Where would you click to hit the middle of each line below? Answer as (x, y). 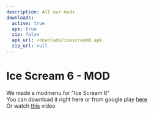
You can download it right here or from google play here (77, 99)
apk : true (24, 29)
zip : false (26, 35)
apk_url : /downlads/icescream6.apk (57, 40)
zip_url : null (30, 46)
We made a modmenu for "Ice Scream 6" (58, 92)
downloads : (20, 18)
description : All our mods (41, 12)
